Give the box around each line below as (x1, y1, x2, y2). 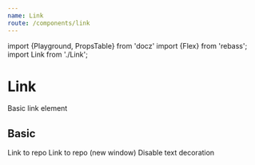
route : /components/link (7, 19, 90, 27)
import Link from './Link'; (7, 49, 89, 59)
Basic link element (7, 104, 68, 113)
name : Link (7, 11, 44, 20)
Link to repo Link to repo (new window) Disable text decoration (7, 148, 215, 158)
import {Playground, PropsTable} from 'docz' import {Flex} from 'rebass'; (7, 41, 248, 50)
